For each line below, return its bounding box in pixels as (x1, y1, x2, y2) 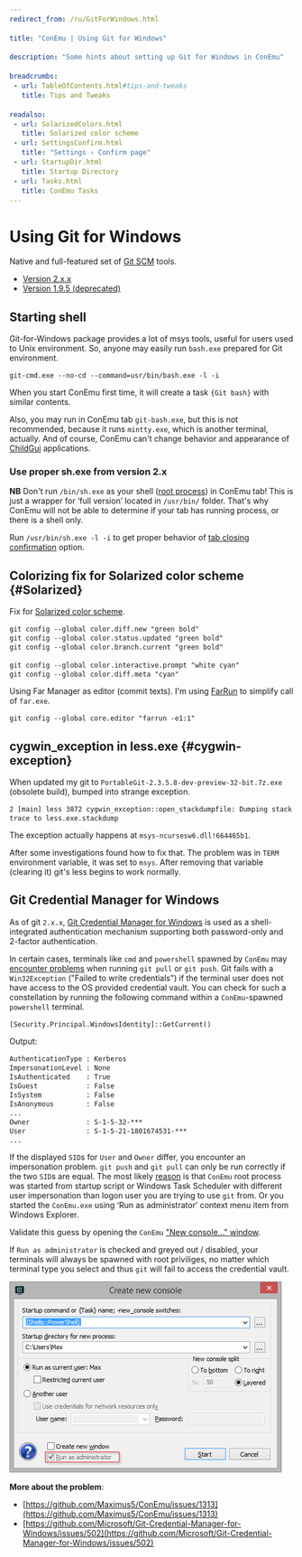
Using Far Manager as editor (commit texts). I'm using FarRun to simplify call (9, 686, 294, 697)
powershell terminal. (9, 1001, 85, 1012)
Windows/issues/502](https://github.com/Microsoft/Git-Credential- (22, 1527, 272, 1538)
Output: (9, 1036, 38, 1046)
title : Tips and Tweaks (21, 90, 111, 99)
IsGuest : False (9, 1081, 115, 1091)
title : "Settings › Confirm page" (21, 148, 151, 157)
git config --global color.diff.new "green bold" (9, 624, 200, 634)
